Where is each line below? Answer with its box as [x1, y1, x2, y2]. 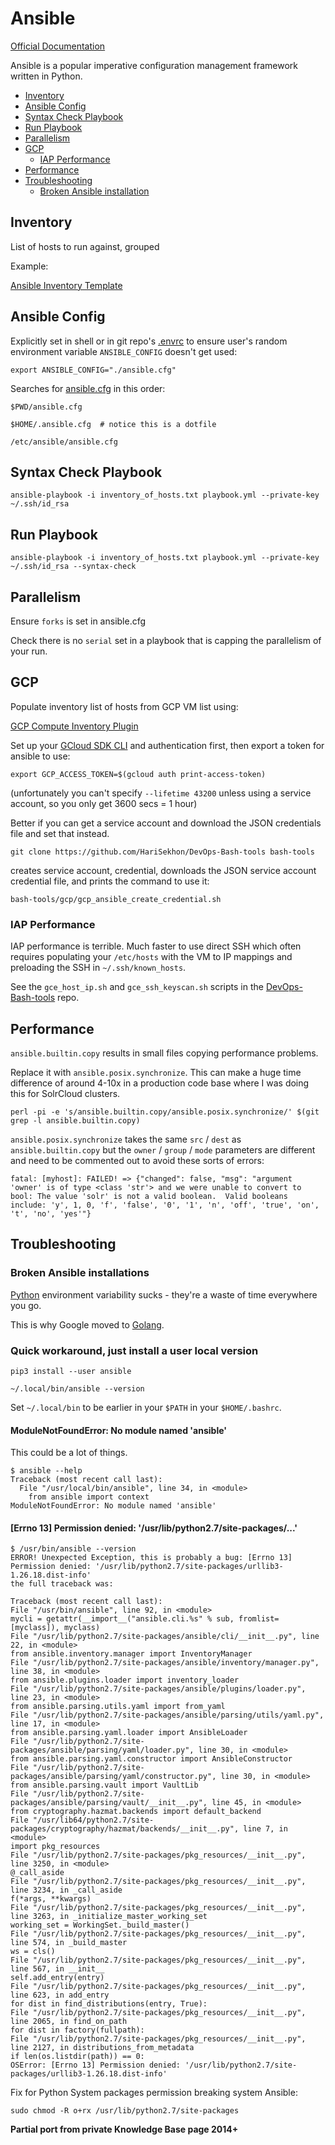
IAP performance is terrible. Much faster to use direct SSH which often [10, 940, 302, 952]
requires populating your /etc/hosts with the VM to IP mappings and [10, 951, 293, 963]
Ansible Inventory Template [10, 279, 123, 291]
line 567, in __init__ [10, 1964, 105, 1974]
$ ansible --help [10, 1466, 83, 1476]
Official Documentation [10, 40, 106, 52]
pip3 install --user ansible [10, 1366, 132, 1376]
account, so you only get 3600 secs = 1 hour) [10, 797, 198, 809]
